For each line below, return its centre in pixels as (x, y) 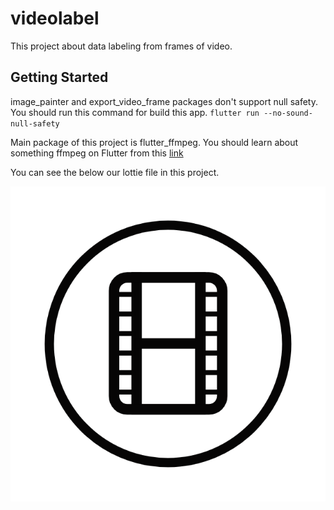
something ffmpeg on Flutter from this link (97, 153)
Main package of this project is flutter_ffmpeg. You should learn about (154, 142)
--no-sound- (288, 113)
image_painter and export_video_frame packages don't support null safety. (164, 101)
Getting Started (59, 77)
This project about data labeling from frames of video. (121, 46)
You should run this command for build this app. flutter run (135, 112)
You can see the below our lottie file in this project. (115, 172)
